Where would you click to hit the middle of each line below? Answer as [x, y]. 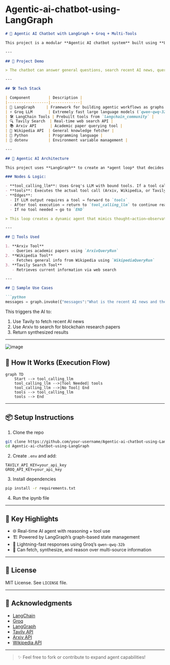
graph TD [14, 374]
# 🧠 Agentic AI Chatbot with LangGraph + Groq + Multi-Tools [71, 33]
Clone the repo [28, 432]
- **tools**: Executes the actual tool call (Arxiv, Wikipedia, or [78, 191]
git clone [16, 442]
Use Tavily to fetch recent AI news [48, 321]
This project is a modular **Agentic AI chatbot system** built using [81, 43]
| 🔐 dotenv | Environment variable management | [67, 140]
